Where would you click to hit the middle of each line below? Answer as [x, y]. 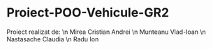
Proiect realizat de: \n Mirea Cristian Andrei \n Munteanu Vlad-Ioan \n [106, 32]
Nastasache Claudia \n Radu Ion [53, 39]
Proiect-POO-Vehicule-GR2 [88, 13]
